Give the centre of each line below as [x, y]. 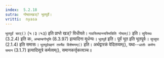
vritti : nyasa [21, 19]
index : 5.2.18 [21, 10]
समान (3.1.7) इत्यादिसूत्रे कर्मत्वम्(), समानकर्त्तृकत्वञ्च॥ [49, 50]
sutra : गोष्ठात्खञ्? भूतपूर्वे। [29, 14]
